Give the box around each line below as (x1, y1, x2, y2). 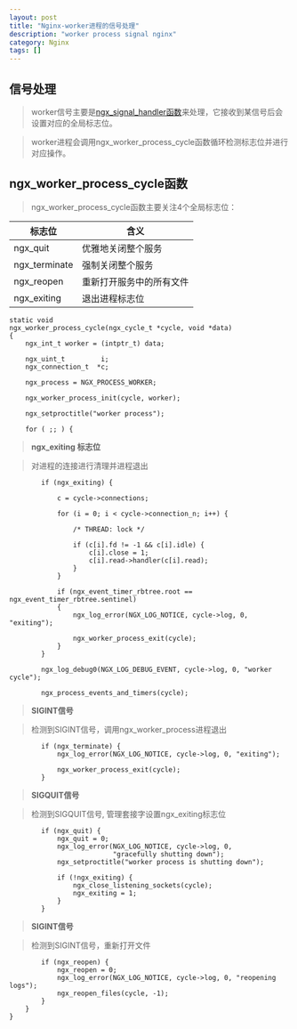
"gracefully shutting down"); (112, 849, 225, 859)
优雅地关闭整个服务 (81, 242, 163, 255)
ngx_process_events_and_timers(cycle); (41, 688, 189, 697)
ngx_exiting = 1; (72, 888, 138, 897)
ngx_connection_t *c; (25, 362, 109, 371)
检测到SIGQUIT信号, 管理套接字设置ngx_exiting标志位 (30, 808, 227, 819)
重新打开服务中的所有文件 (81, 275, 189, 288)
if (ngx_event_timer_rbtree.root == (56, 587, 193, 596)
